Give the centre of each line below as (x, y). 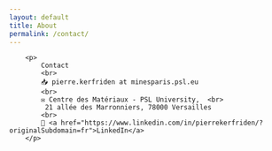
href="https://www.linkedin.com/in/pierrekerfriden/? (162, 123)
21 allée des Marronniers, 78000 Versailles (128, 108)
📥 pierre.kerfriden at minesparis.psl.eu (120, 82)
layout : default (39, 17)
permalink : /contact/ (49, 34)
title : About (33, 26)
